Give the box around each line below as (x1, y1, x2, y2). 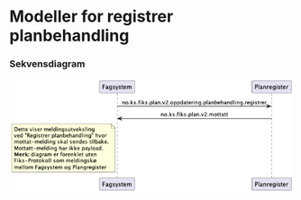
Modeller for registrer (9, 6, 174, 27)
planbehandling (9, 25, 130, 46)
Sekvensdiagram (9, 58, 86, 70)
